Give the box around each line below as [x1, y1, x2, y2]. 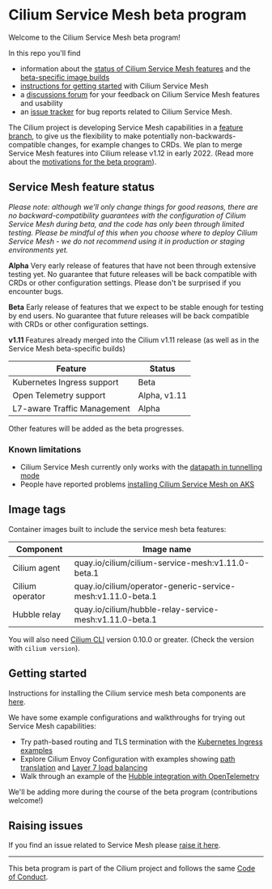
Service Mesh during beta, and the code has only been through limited [8, 219, 244, 228]
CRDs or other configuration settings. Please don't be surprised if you [8, 278, 241, 287]
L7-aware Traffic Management [12, 402, 131, 414]
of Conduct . [8, 872, 49, 882]
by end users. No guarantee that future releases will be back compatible [8, 310, 249, 321]
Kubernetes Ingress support [12, 376, 119, 388]
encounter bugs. [8, 286, 64, 296]
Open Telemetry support [12, 389, 106, 401]
